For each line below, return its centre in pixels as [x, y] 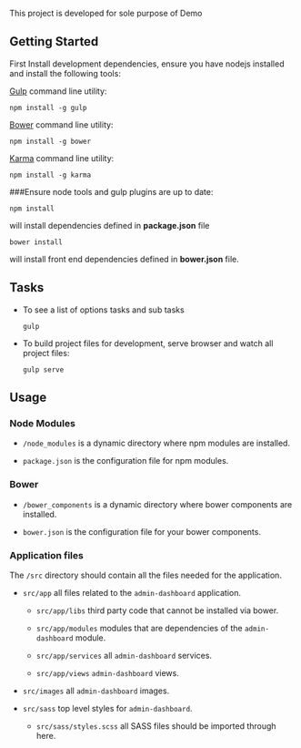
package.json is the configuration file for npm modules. [125, 461]
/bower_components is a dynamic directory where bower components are [157, 504]
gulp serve [43, 369]
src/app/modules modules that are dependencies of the [139, 628]
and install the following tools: [65, 73]
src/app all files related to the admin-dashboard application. [131, 592]
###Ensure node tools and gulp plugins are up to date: [111, 191]
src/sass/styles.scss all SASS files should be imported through [156, 726]
